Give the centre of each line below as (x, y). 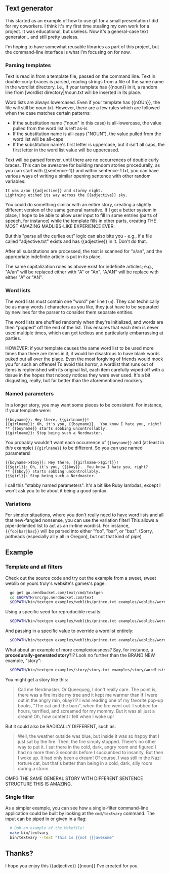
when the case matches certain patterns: (48, 113)
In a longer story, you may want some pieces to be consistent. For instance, (84, 405)
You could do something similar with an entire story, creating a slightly (78, 205)
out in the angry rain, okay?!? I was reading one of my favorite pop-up (90, 700)
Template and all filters (34, 567)
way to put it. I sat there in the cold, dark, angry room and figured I (87, 747)
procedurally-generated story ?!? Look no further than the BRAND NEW (80, 655)
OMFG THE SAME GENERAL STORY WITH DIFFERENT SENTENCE (74, 778)
